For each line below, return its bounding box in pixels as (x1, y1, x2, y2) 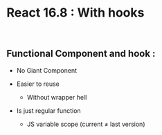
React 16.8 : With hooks (6, 5, 145, 21)
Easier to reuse (16, 80, 60, 88)
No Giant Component (16, 66, 78, 74)
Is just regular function (16, 106, 81, 115)
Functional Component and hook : (6, 48, 156, 60)
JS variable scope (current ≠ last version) (26, 120, 145, 128)
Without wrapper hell (26, 93, 87, 101)
